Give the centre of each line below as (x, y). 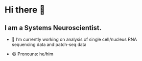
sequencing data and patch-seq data (49, 45)
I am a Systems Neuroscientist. (53, 28)
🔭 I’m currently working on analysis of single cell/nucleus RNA (74, 39)
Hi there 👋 (25, 10)
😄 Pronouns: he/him (32, 54)
